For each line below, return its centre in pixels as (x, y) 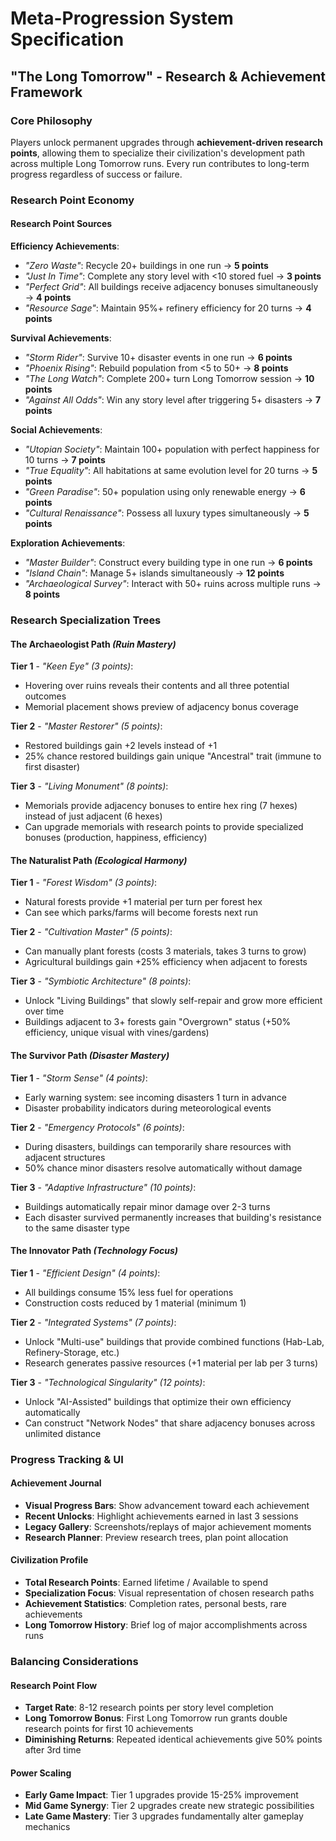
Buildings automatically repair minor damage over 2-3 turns (147, 1206)
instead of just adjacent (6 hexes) (93, 816)
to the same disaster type (77, 1228)
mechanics (47, 1827)
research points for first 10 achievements (109, 1729)
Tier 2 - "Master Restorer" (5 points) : (86, 726)
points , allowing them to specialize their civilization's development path (157, 153)
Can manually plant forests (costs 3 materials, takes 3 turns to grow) (165, 951)
